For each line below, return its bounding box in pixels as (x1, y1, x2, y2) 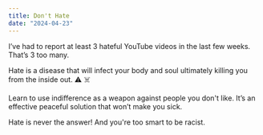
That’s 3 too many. (8, 50, 70, 59)
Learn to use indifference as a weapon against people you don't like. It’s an (8, 93, 256, 103)
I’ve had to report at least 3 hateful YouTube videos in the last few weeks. (8, 41, 251, 51)
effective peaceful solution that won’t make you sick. (8, 101, 183, 111)
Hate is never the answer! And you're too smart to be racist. (8, 117, 206, 127)
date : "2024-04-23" (8, 19, 74, 27)
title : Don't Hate (8, 11, 70, 20)
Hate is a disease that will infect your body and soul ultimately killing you (8, 65, 249, 75)
